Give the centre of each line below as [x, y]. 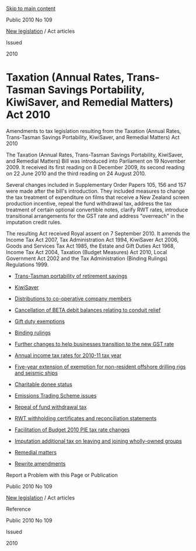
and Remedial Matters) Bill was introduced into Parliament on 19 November [96, 161]
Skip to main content [31, 8]
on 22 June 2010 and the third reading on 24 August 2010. [76, 173]
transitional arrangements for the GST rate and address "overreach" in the [95, 215]
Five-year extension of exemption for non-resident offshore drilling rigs [100, 367]
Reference [18, 509]
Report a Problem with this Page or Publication [62, 475]
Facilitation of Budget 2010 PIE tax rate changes [72, 429]
